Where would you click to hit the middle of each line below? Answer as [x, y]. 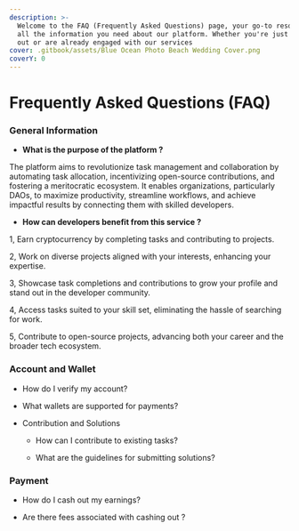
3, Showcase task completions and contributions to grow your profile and [144, 283]
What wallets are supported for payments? [100, 406]
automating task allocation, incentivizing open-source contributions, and [142, 177]
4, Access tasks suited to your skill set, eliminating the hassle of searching [145, 310]
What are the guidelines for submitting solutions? [125, 457]
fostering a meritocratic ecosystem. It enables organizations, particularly [142, 186]
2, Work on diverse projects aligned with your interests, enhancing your [140, 257]
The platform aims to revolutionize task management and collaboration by [144, 167]
